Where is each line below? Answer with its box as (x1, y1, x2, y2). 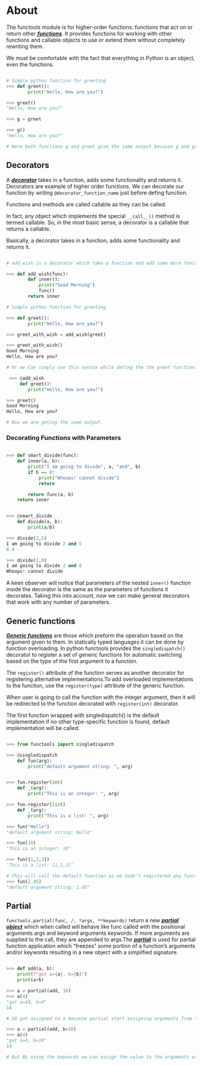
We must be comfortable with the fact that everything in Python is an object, (6, 54, 195, 61)
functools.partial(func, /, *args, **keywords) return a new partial (6, 917, 179, 924)
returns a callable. (6, 225, 51, 232)
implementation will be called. (6, 724, 80, 731)
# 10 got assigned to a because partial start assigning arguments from (6, 1015, 192, 1021)
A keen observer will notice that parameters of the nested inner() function (6, 579, 191, 587)
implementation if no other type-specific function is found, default (6, 717, 170, 725)
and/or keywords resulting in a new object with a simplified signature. (6, 949, 179, 956)
